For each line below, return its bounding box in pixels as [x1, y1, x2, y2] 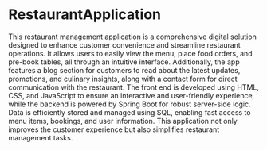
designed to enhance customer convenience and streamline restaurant [8, 40, 241, 49]
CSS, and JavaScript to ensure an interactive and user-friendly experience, [8, 90, 255, 100]
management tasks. [8, 133, 73, 142]
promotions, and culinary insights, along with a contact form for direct [8, 74, 238, 83]
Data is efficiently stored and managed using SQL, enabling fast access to [8, 107, 251, 117]
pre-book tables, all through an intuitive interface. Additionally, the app [8, 57, 241, 67]
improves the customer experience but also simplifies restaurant [8, 125, 220, 134]
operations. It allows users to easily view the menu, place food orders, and [8, 48, 253, 58]
